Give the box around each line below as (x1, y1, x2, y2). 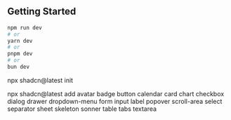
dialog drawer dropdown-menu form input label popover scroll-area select (7, 97, 223, 105)
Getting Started (7, 6, 77, 18)
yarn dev (7, 37, 33, 44)
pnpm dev (7, 51, 33, 58)
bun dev (7, 63, 30, 71)
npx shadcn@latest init (7, 76, 74, 84)
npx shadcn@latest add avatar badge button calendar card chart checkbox (7, 89, 225, 98)
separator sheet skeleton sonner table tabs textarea (7, 105, 157, 113)
